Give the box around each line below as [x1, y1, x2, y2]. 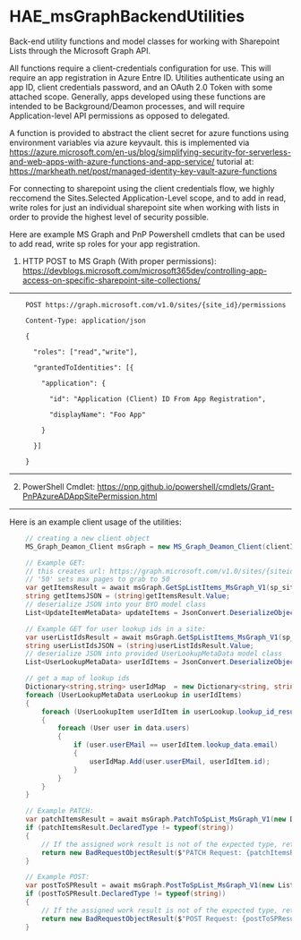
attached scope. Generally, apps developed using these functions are [9, 91, 266, 102]
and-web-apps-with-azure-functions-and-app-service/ [9, 156, 215, 167]
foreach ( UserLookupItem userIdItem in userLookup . [41, 707, 239, 716]
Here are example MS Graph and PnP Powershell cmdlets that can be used [9, 228, 285, 239]
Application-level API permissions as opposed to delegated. [9, 110, 230, 121]
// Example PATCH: [25, 807, 94, 816]
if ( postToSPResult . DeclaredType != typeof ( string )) [25, 889, 227, 899]
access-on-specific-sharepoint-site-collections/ [21, 275, 201, 286]
